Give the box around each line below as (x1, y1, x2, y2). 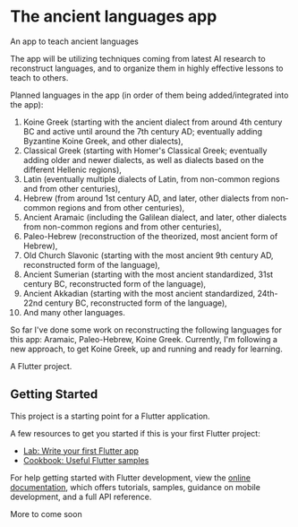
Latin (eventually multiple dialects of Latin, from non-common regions (22, 173, 280, 185)
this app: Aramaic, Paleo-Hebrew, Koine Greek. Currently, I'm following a (10, 333, 278, 344)
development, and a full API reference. (10, 491, 152, 502)
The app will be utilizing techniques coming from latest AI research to (10, 53, 267, 64)
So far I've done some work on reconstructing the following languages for (10, 324, 283, 335)
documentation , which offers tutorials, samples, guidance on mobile (10, 481, 260, 492)
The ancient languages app (10, 6, 217, 27)
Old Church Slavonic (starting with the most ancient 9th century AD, (22, 249, 274, 261)
